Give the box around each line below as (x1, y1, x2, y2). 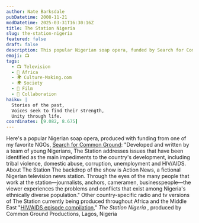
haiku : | (6, 96, 28, 102)
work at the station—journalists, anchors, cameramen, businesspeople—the (6, 179, 191, 186)
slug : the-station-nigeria (6, 31, 73, 37)
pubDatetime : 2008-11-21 (6, 14, 68, 20)
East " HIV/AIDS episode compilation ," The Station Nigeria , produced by (6, 204, 182, 211)
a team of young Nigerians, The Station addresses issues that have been (6, 147, 184, 154)
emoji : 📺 (6, 53, 30, 59)
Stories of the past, (11, 102, 65, 108)
